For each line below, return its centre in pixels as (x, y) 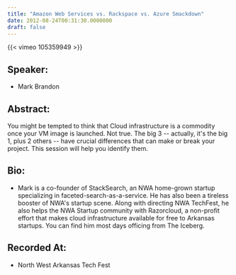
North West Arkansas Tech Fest (64, 265)
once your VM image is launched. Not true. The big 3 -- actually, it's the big (118, 133)
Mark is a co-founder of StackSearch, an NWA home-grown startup (116, 188)
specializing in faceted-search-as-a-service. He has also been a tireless (123, 195)
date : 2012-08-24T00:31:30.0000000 (60, 21)
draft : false (27, 27)
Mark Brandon (39, 86)
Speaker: (28, 69)
